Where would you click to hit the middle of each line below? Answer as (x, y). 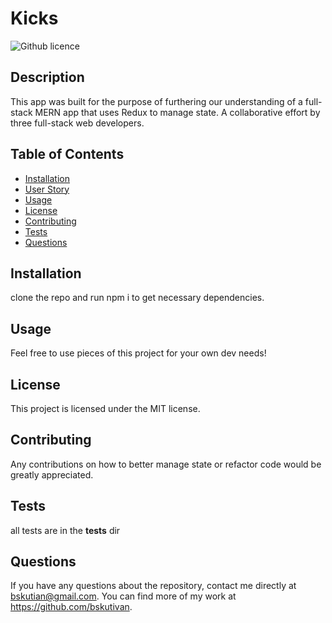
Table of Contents (67, 154)
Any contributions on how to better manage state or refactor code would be (166, 464)
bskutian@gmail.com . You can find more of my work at (123, 596)
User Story (47, 189)
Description (47, 77)
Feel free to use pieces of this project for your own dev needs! (138, 353)
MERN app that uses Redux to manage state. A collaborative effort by (177, 112)
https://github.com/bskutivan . (71, 607)
